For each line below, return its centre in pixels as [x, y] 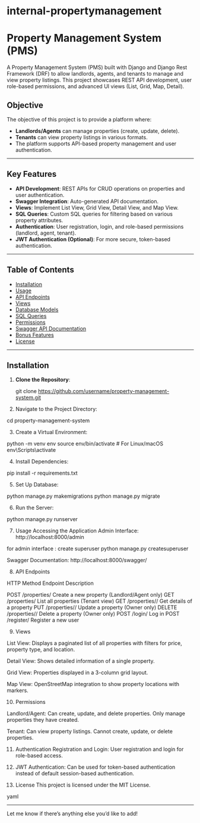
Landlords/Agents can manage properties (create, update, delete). [97, 131]
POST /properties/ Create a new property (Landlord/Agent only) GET [91, 595]
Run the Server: [34, 508]
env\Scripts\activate [31, 450]
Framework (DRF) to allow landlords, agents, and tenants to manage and [95, 74]
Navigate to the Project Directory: [56, 409]
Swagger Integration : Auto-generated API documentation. [87, 201]
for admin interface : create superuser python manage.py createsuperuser [98, 548]
